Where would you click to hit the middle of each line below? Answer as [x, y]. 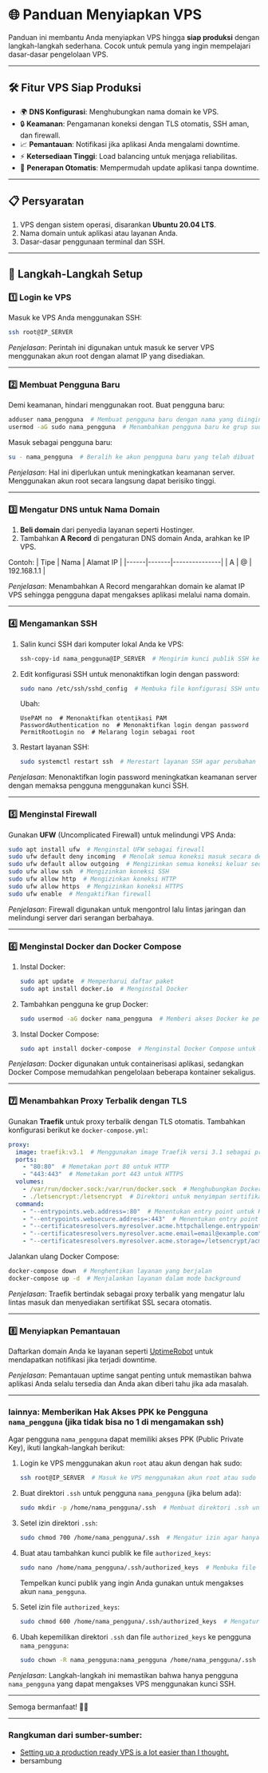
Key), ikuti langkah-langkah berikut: [67, 1448]
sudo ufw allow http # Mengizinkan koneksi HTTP [93, 879]
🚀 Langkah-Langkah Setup [76, 274]
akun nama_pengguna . [53, 1591]
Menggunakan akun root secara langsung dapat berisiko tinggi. [112, 481]
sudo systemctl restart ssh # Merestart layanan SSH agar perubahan [138, 762]
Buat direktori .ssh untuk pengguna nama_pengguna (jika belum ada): [130, 1493]
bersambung [41, 1760]
